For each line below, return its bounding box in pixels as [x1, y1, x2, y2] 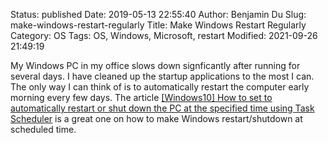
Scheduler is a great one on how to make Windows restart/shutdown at [10, 113, 303, 124]
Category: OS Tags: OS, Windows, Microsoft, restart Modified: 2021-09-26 [10, 30, 318, 41]
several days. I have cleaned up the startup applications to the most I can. [10, 70, 315, 82]
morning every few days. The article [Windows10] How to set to [10, 92, 273, 103]
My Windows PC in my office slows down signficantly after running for [10, 60, 301, 71]
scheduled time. [10, 124, 77, 135]
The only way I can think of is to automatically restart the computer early [10, 81, 310, 93]
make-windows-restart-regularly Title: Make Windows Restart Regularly [10, 19, 307, 31]
